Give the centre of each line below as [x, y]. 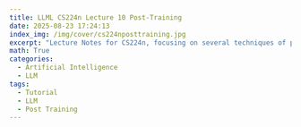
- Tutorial [38, 92]
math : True [30, 51]
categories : [31, 59]
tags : [19, 84]
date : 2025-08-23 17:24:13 [60, 26]
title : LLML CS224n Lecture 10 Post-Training [95, 17]
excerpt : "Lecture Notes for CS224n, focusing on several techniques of [148, 42]
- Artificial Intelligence [68, 68]
